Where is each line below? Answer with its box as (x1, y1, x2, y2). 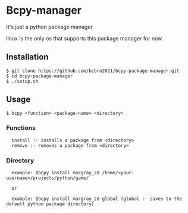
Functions (6, 124, 36, 132)
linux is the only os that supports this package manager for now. (6, 35, 164, 42)
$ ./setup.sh (6, 78, 39, 84)
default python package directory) (6, 201, 95, 207)
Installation (6, 52, 49, 62)
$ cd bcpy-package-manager (6, 73, 73, 79)
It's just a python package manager (6, 23, 93, 30)
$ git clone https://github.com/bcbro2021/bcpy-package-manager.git (6, 68, 180, 74)
